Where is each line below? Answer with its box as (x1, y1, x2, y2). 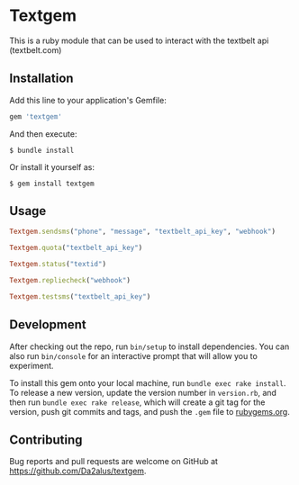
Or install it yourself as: (9, 161, 95, 172)
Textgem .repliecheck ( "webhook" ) (9, 276, 131, 285)
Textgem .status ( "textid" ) (9, 260, 106, 269)
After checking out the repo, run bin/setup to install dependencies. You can (9, 341, 290, 352)
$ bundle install (9, 146, 75, 155)
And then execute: (9, 128, 77, 139)
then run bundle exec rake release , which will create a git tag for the (9, 397, 266, 408)
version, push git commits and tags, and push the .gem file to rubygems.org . (9, 406, 291, 417)
